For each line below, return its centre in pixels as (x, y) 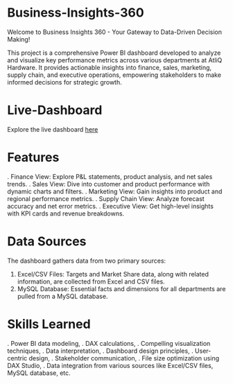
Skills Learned (49, 324)
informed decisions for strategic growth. (65, 82)
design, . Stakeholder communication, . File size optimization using (124, 358)
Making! (19, 39)
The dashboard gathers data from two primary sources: (87, 261)
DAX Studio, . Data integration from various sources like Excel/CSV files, (110, 365)
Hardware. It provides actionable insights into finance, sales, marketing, (110, 67)
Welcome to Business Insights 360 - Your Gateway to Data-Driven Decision (115, 32)
